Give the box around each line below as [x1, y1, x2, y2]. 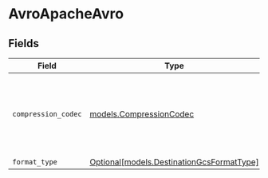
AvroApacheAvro [8, 5, 124, 23]
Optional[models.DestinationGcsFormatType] [89, 156, 259, 168]
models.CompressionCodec [89, 109, 195, 120]
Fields [8, 37, 40, 50]
